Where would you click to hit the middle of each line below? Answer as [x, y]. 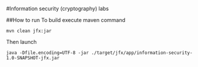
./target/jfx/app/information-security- [142, 53]
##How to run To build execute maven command [66, 20]
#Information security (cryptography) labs [57, 9]
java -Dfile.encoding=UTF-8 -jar [48, 53]
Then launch [21, 42]
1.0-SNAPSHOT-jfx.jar [33, 58]
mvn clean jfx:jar [29, 31]
